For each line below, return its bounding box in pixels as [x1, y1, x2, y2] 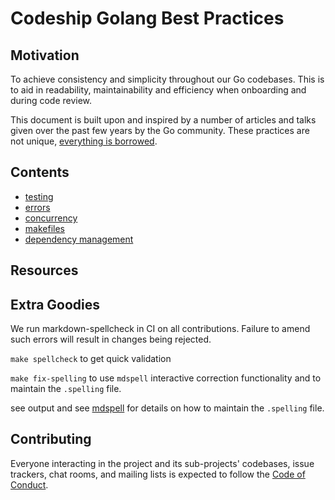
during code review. [10, 95, 93, 106]
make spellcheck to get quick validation [10, 353, 172, 365]
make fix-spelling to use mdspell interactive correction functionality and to [10, 372, 322, 384]
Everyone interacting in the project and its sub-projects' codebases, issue [10, 457, 315, 469]
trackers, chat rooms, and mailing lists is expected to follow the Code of [10, 468, 306, 480]
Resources [10, 262, 79, 279]
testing [24, 190, 54, 202]
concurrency [24, 212, 78, 224]
